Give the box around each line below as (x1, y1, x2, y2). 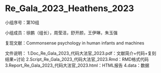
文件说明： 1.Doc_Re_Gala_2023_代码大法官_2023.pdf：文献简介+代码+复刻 (5, 50, 157, 56)
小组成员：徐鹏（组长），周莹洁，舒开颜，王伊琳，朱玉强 (5, 29, 118, 35)
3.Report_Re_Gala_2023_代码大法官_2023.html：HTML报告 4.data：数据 (5, 62, 149, 68)
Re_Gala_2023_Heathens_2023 (5, 3, 134, 14)
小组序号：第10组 (5, 19, 40, 25)
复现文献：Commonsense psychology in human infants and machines (5, 40, 145, 46)
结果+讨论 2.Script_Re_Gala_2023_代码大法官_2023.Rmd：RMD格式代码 (5, 56, 149, 62)
